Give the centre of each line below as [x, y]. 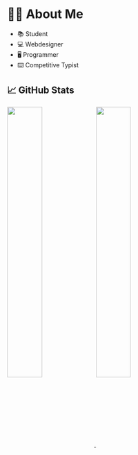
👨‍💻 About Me [46, 14]
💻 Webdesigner [40, 44]
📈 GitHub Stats [41, 91]
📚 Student [32, 33]
